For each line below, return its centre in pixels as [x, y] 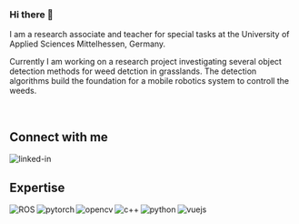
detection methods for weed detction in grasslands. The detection [133, 71]
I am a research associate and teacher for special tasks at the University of [149, 35]
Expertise [37, 187]
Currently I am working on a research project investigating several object [145, 62]
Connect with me [59, 137]
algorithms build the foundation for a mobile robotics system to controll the [149, 81]
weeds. [23, 91]
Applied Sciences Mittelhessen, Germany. [88, 44]
